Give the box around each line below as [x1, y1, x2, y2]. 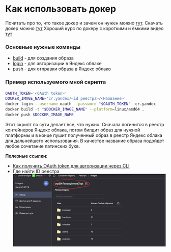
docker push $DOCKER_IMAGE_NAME [5, 113, 74, 118]
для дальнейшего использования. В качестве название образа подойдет [5, 137, 164, 144]
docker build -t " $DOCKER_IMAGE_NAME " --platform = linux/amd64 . [5, 107, 145, 112]
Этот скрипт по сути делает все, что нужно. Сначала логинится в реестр [5, 121, 164, 127]
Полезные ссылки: [5, 153, 48, 159]
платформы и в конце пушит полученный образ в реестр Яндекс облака [5, 132, 163, 138]
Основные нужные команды [5, 43, 80, 50]
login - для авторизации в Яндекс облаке [12, 61, 102, 67]
